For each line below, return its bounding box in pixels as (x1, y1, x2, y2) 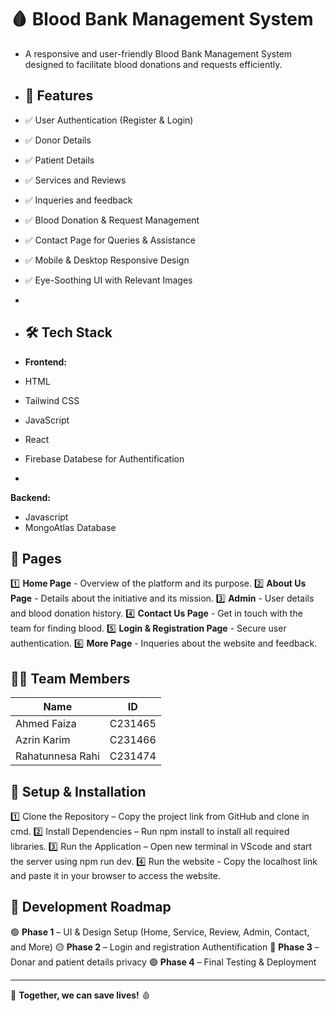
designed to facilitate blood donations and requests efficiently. (24, 58, 283, 70)
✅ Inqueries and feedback (24, 194, 133, 206)
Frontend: (24, 356, 67, 368)
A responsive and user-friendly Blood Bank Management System (24, 47, 293, 60)
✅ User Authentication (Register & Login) (24, 114, 194, 126)
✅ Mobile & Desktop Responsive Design (24, 254, 190, 266)
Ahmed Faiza (15, 717, 77, 731)
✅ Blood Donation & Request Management (24, 214, 200, 226)
